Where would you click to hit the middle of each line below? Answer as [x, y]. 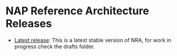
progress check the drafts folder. [55, 46]
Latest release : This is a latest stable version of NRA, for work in [93, 40]
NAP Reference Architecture [77, 11]
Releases [29, 24]
